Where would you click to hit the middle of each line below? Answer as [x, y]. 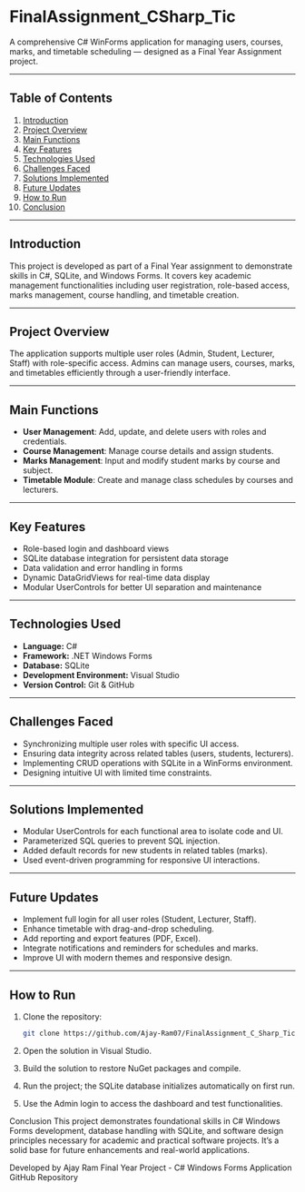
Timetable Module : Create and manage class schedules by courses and [157, 480]
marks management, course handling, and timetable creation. [124, 295]
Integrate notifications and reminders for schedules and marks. [140, 948]
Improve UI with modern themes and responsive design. [128, 958]
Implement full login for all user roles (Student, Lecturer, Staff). [139, 920]
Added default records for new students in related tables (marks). [145, 851]
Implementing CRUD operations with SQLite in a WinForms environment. [157, 763]
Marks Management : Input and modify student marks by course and [151, 461]
